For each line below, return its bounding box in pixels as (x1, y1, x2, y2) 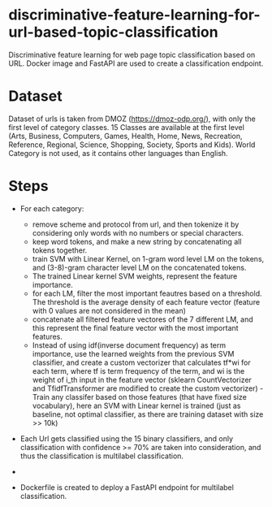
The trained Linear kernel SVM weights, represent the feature (32, 271, 238, 281)
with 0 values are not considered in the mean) (32, 305, 187, 315)
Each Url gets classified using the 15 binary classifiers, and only (19, 433, 234, 444)
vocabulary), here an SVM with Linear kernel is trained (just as (32, 401, 241, 410)
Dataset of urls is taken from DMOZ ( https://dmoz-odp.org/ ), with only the (8, 114, 256, 123)
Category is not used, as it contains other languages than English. (8, 148, 229, 158)
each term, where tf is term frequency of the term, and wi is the (32, 366, 245, 375)
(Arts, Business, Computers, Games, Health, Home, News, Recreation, (8, 131, 243, 141)
